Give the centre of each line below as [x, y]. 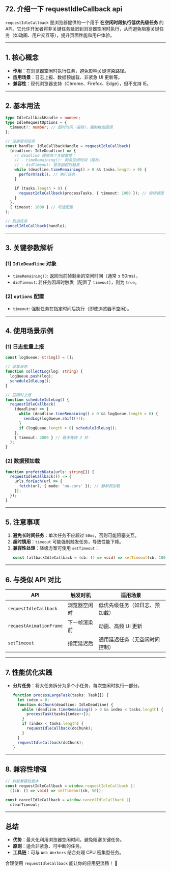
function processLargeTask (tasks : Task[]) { [61, 695]
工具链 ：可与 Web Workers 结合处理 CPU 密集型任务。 [68, 853]
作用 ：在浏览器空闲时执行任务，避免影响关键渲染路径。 [70, 71]
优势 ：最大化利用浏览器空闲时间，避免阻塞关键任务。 [68, 840]
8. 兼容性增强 [26, 769]
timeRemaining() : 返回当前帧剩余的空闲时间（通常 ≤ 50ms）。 [77, 276]
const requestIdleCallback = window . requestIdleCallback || [70, 786]
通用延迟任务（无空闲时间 [129, 640]
